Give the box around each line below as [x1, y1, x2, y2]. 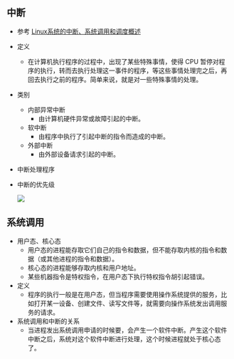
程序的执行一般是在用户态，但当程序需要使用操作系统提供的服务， [27, 290, 221, 298]
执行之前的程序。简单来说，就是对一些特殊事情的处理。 [40, 75, 203, 83]
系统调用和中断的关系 [16, 316, 80, 326]
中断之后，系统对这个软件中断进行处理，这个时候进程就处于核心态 [27, 334, 221, 343]
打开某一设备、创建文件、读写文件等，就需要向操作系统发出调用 [33, 298, 221, 308]
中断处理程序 [16, 165, 55, 173]
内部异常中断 [27, 105, 65, 114]
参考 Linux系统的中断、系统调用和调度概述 [16, 27, 142, 36]
